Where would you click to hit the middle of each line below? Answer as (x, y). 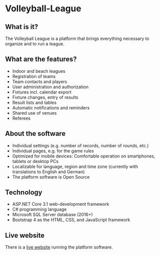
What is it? (22, 27)
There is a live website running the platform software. (59, 247)
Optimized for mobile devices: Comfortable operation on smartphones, (84, 156)
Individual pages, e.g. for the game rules (53, 151)
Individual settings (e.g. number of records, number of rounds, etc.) (80, 145)
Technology (24, 192)
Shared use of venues (34, 113)
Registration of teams (34, 76)
